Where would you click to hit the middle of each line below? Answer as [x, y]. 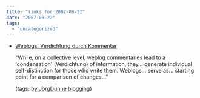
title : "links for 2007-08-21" [46, 12]
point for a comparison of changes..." [62, 77]
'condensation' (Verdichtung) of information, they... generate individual [104, 64]
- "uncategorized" [35, 29]
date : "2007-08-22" [31, 18]
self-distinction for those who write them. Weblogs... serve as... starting [105, 71]
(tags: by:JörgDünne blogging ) [53, 89]
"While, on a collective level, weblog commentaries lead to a [90, 57]
